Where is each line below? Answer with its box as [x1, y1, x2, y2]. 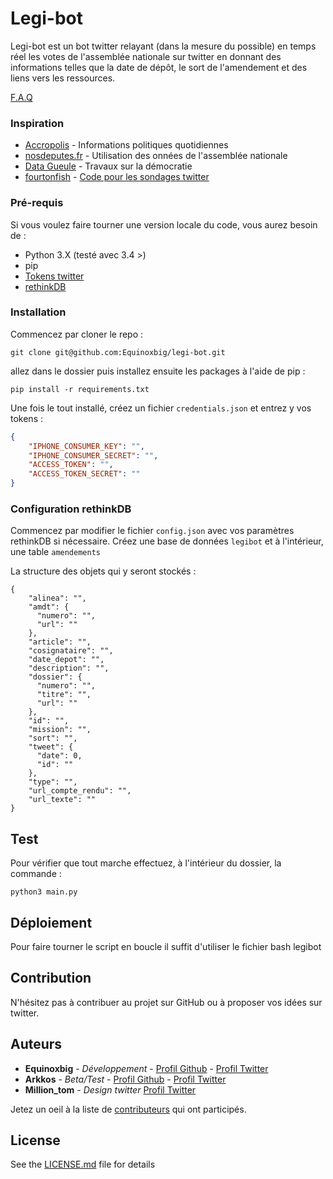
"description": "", [28, 663, 110, 674]
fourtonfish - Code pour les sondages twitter [24, 171, 210, 183]
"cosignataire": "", [28, 646, 114, 656]
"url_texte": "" [28, 795, 97, 805]
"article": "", [28, 637, 92, 647]
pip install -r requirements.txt [10, 384, 150, 394]
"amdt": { [28, 602, 70, 612]
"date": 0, [36, 751, 83, 761]
